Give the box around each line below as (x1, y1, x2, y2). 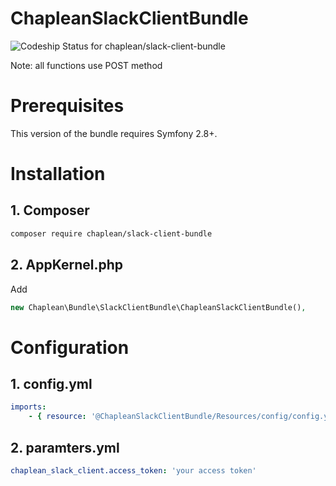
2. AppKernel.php (10, 257, 124, 274)
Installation (10, 163, 106, 186)
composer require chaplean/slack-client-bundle (10, 228, 213, 239)
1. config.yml (10, 376, 93, 393)
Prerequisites (10, 95, 125, 117)
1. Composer (10, 202, 90, 219)
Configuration (10, 336, 130, 359)
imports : (10, 402, 47, 412)
